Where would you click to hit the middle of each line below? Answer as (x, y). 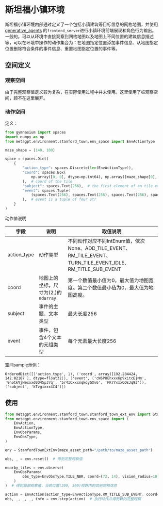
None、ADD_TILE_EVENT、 (99, 248)
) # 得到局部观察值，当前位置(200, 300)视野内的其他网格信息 (61, 486)
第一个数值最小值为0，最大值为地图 (108, 280)
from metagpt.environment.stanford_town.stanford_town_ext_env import (78, 414)
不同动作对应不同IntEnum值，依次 (106, 241)
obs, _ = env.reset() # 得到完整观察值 (44, 459)
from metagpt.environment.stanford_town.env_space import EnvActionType (80, 141)
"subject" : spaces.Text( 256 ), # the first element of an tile (88, 186)
